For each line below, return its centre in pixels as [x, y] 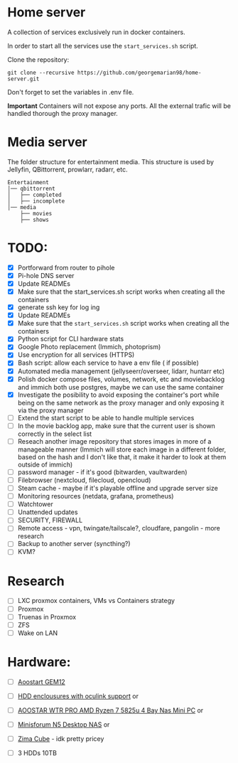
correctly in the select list [55, 434]
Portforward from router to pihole [66, 267]
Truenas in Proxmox [47, 617]
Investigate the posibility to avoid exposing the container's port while [118, 395]
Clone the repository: [38, 59]
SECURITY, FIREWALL [50, 521]
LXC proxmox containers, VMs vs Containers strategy [96, 601]
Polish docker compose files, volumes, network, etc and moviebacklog [121, 379]
